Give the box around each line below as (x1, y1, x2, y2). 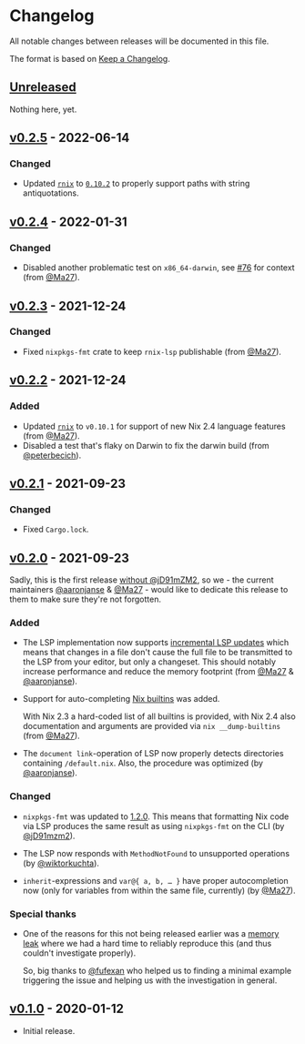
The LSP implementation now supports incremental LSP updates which (22, 637, 290, 648)
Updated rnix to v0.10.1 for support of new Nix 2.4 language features (22, 421, 286, 431)
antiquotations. (22, 188, 79, 198)
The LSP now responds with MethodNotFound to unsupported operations (22, 847, 290, 858)
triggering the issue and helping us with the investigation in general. (22, 975, 278, 986)
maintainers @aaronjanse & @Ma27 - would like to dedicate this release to (9, 584, 289, 594)
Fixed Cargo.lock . (22, 524, 89, 535)
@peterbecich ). (22, 450, 82, 461)
